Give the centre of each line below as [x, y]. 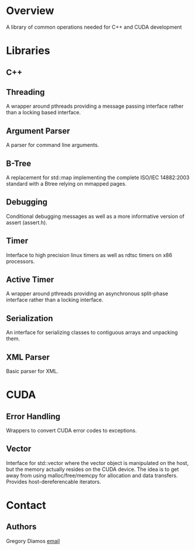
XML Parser [28, 357]
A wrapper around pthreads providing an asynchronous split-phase [87, 293]
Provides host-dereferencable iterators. [54, 481]
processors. [20, 261]
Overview [30, 11]
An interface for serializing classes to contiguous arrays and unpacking [92, 333]
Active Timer [30, 279]
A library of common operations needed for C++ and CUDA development [94, 27]
